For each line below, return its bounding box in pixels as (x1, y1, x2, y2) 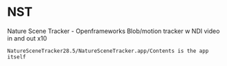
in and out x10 (7, 34, 47, 42)
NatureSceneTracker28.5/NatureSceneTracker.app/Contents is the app (7, 47, 209, 54)
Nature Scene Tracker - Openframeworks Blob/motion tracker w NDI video (7, 27, 220, 35)
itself (7, 53, 26, 60)
